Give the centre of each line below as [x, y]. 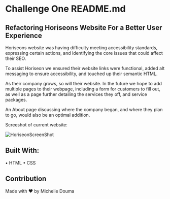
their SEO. [16, 58]
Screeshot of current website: [36, 125]
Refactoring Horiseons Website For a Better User [84, 28]
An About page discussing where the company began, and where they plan [84, 109]
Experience [24, 35]
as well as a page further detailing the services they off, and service [76, 94]
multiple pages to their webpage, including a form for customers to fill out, [83, 89]
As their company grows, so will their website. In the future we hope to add [84, 84]
